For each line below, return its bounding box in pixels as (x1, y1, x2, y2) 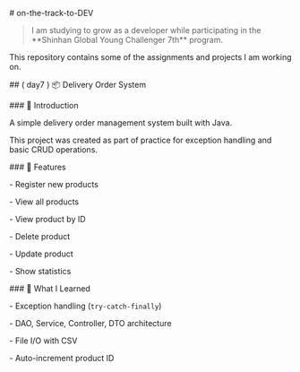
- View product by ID (9, 214, 87, 224)
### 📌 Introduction (9, 100, 79, 110)
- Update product (9, 248, 73, 259)
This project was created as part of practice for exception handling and (9, 134, 272, 145)
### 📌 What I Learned (9, 283, 91, 294)
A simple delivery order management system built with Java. (9, 117, 233, 128)
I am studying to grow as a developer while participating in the (30, 25, 261, 35)
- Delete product (9, 231, 71, 241)
